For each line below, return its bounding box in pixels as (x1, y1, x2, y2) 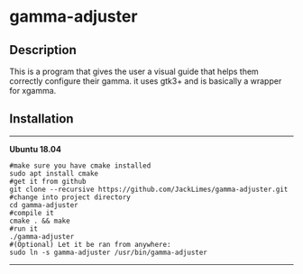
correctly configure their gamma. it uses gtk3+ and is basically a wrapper (9, 76, 282, 87)
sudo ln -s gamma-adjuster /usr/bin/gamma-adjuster (9, 248, 207, 257)
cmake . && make (9, 216, 70, 225)
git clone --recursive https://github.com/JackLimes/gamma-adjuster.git (9, 185, 289, 194)
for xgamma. (9, 86, 57, 96)
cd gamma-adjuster (9, 200, 78, 209)
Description (9, 42, 77, 58)
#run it (9, 224, 39, 233)
